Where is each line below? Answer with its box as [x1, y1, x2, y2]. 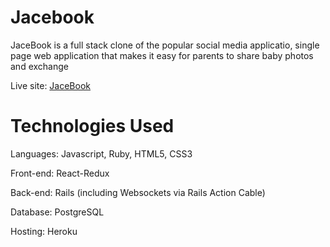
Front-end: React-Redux [10, 167, 110, 179]
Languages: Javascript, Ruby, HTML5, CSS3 [10, 147, 193, 160]
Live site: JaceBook [10, 79, 92, 91]
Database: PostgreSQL [10, 206, 105, 218]
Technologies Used [10, 115, 175, 138]
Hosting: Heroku [10, 225, 78, 237]
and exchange [10, 60, 69, 72]
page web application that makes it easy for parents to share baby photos [10, 49, 314, 61]
